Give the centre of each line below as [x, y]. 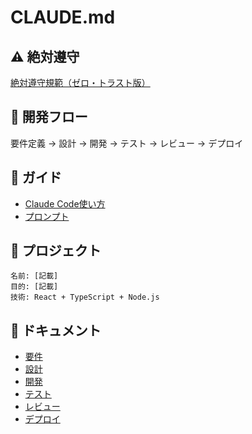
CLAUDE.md [63, 17]
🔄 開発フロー [49, 117]
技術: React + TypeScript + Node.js [85, 297]
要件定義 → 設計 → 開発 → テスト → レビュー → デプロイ [127, 143]
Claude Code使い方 [65, 203]
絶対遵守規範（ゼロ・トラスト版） [80, 82]
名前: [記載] [34, 276]
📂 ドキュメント [56, 330]
